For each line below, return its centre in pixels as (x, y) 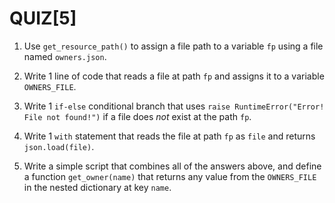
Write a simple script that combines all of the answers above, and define (172, 166)
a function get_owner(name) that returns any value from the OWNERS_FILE (170, 176)
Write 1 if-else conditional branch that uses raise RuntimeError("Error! (174, 106)
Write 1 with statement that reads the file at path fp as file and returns (169, 136)
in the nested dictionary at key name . (97, 187)
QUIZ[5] (43, 18)
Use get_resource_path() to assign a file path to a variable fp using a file (173, 46)
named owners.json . (65, 56)
